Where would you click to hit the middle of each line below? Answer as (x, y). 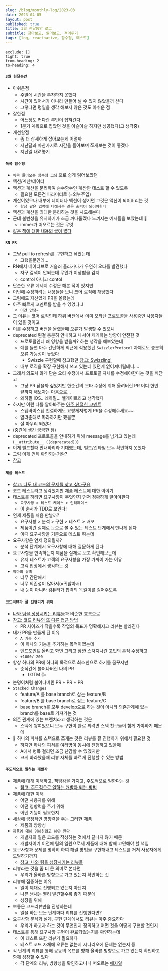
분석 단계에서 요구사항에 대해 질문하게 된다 (62, 546)
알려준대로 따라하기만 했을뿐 (48, 417)
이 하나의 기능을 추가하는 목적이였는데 (57, 644)
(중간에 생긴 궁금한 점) (34, 430)
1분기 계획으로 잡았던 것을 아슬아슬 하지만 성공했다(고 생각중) (79, 126)
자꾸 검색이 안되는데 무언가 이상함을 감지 (60, 273)
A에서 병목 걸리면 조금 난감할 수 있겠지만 (60, 751)
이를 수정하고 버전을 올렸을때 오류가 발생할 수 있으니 (63, 329)
